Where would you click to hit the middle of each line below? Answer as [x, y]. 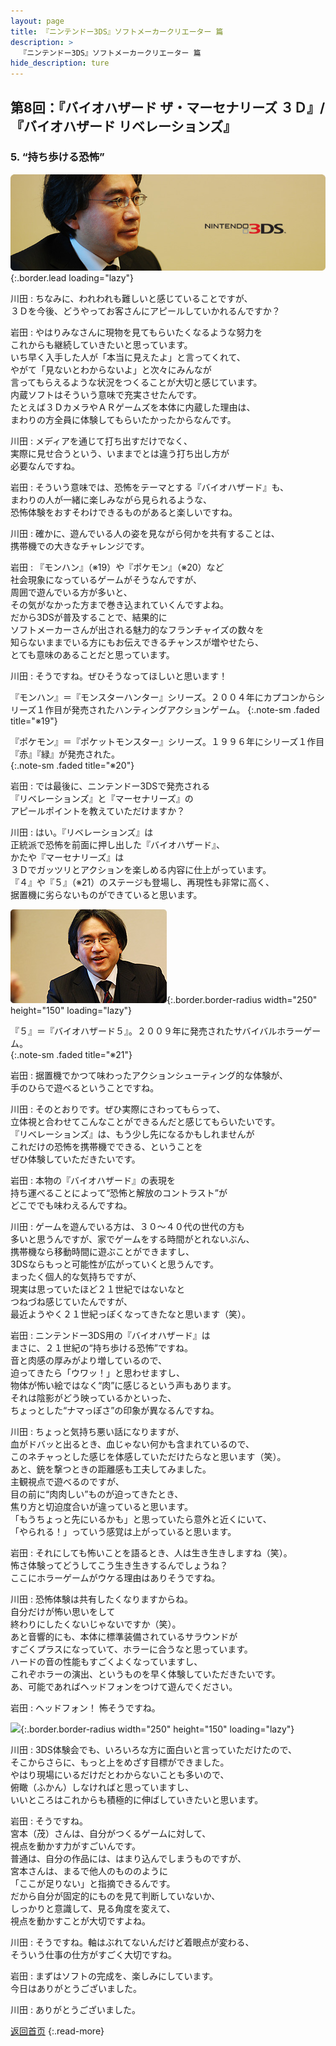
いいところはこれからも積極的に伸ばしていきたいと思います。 [137, 1800]
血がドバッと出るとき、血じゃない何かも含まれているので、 [132, 1444]
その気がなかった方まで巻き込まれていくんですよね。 [119, 605]
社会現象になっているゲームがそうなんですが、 [106, 580]
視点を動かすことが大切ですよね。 [80, 1921]
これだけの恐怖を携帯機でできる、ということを [106, 1147]
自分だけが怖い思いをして [63, 1612]
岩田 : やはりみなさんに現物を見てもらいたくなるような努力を [136, 332]
